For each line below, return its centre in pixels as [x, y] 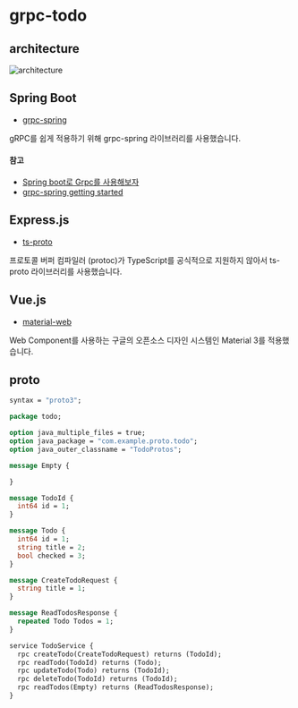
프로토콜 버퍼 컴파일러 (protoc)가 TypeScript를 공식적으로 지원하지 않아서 [139, 260]
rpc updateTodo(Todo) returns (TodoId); [94, 671]
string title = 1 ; [52, 589]
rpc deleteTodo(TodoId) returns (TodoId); [98, 679]
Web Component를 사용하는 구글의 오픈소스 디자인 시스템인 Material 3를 [137, 340]
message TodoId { [42, 498]
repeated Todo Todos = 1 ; [66, 622]
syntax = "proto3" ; [46, 401]
